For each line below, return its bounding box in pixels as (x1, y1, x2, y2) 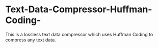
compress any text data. (5, 37, 56, 43)
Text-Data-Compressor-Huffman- (5, 4, 152, 15)
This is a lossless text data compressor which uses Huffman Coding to (5, 31, 153, 37)
